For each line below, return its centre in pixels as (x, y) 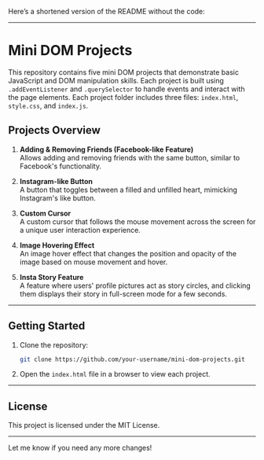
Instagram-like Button (56, 181)
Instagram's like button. (58, 198)
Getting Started (47, 326)
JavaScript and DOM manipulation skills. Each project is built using (116, 80)
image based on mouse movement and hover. (93, 262)
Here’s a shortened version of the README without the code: (107, 11)
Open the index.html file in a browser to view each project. (115, 374)
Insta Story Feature (51, 277)
